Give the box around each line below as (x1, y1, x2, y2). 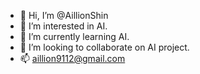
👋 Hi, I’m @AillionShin (19, 10, 109, 21)
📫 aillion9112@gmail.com (19, 53, 126, 64)
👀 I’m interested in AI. (19, 20, 108, 32)
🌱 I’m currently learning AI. (19, 31, 130, 42)
